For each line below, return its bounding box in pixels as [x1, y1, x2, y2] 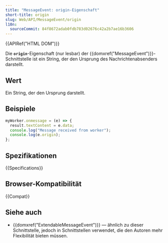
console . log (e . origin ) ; [10, 132, 60, 138]
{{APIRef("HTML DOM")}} [5, 40, 60, 47]
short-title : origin [5, 12, 50, 17]
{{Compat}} [5, 193, 30, 200]
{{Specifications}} [5, 165, 44, 171]
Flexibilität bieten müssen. [12, 232, 68, 238]
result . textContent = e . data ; [10, 123, 74, 128]
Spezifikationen [5, 151, 57, 160]
